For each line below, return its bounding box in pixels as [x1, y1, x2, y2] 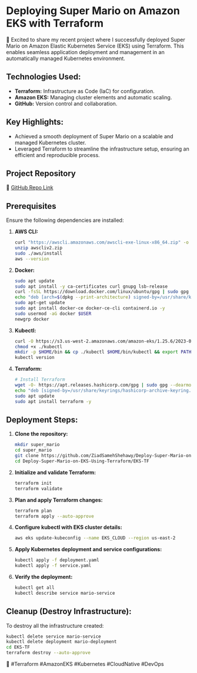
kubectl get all [14, 585, 55, 591]
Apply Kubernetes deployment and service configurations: [14, 546, 162, 553]
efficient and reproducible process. [14, 151, 100, 158]
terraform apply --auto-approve [14, 513, 94, 519]
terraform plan [14, 508, 52, 514]
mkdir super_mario [14, 442, 60, 448]
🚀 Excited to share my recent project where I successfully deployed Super [6, 36, 185, 43]
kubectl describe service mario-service [14, 590, 115, 596]
